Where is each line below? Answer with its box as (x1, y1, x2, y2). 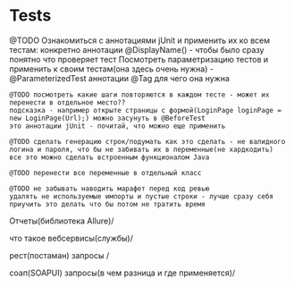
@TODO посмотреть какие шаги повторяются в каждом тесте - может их (9, 90, 270, 99)
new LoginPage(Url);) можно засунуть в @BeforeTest (9, 114, 206, 122)
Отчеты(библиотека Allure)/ (9, 215, 114, 226)
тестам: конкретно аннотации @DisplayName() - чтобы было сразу (9, 44, 265, 55)
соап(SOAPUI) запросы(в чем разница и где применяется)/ (9, 267, 236, 278)
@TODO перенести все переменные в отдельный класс (9, 168, 202, 177)
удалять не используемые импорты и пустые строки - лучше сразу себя (9, 191, 274, 201)
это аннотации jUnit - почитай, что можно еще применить (9, 122, 226, 131)
